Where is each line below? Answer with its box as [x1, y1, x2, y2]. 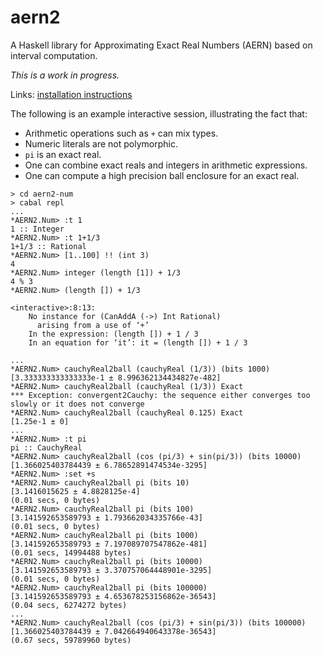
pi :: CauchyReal [10, 442, 83, 453]
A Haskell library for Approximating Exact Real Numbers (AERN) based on [10, 39, 313, 51]
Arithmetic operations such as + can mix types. [24, 127, 219, 139]
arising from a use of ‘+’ [36, 320, 150, 330]
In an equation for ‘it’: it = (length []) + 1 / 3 [28, 337, 248, 348]
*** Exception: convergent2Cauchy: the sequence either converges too [10, 390, 311, 400]
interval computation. [10, 49, 98, 61]
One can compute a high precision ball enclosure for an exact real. [24, 169, 300, 181]
